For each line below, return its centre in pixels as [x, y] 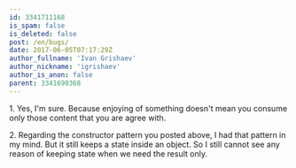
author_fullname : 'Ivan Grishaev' [73, 58]
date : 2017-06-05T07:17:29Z [61, 50]
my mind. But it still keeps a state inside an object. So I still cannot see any [145, 144]
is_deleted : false [43, 34]
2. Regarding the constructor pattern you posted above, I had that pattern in [148, 134]
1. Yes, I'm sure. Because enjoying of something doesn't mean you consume [148, 108]
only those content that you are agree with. [88, 118]
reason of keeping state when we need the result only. [109, 153]
